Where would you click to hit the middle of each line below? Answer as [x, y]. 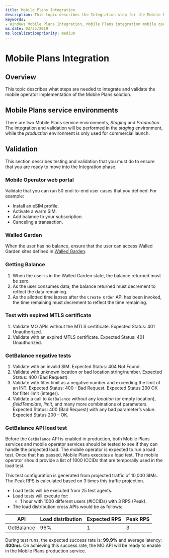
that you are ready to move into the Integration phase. [61, 167]
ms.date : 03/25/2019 [27, 29]
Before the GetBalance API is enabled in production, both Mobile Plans [77, 439]
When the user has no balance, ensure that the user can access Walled [79, 246]
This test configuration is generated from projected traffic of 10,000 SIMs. [82, 476]
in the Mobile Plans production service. [46, 551]
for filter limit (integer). [36, 393]
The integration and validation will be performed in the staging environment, [84, 128]
